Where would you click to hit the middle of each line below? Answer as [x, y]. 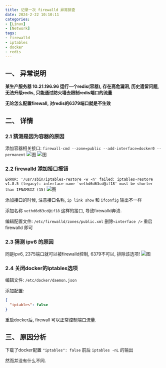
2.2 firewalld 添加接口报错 [37, 169]
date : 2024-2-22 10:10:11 [32, 15]
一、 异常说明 [26, 73]
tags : [11, 33]
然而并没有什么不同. [26, 361]
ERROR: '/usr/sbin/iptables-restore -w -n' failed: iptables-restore [79, 179]
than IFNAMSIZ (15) [25, 190]
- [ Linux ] [15, 24]
